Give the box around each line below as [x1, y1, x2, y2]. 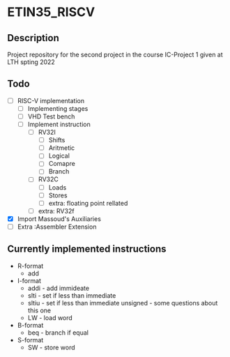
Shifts [48, 136, 66, 144]
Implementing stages [27, 104, 89, 112]
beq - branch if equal [27, 328, 89, 337]
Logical [48, 151, 70, 160]
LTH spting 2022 [7, 58, 56, 66]
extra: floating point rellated [48, 199, 128, 207]
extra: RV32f [38, 206, 75, 215]
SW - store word [27, 343, 75, 351]
